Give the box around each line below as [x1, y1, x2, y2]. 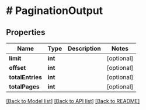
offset [9, 64, 26, 72]
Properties [6, 27, 46, 37]
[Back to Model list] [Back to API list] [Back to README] [6, 98, 140, 104]
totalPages [9, 83, 40, 91]
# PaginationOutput [6, 4, 103, 17]
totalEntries [9, 73, 43, 81]
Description [67, 45, 101, 52]
